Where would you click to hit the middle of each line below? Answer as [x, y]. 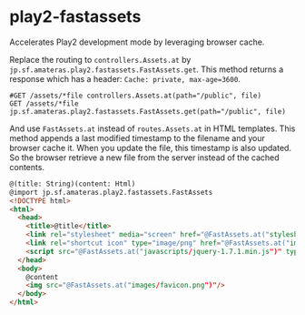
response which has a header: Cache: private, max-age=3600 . [125, 78]
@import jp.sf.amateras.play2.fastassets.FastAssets [111, 192]
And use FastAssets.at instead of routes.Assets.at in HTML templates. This [152, 128]
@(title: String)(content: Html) [73, 184]
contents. [27, 167]
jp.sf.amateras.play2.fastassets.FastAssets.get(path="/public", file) [148, 111]
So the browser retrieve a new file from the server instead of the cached [144, 157]
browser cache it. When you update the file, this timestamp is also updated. [151, 147]
